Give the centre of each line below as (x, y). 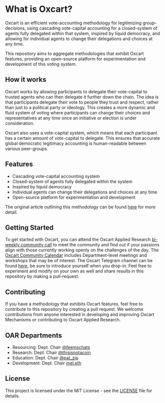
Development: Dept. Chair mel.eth (47, 363)
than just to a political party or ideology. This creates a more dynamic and (80, 107)
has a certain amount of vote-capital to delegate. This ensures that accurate (82, 138)
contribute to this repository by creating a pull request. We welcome (74, 309)
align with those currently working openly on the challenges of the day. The (82, 250)
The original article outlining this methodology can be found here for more (80, 207)
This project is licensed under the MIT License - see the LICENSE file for (79, 391)
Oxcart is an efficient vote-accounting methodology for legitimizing (73, 23)
